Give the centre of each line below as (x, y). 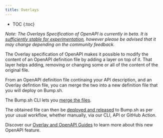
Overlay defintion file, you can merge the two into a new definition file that (81, 85)
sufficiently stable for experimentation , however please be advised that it (80, 39)
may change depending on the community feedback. (60, 44)
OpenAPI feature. (23, 130)
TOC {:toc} (23, 24)
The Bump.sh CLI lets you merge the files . (48, 100)
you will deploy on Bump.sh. (34, 90)
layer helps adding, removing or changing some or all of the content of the (82, 64)
